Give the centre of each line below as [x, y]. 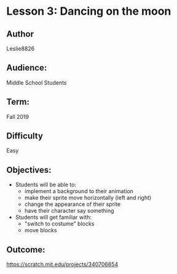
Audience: [27, 68]
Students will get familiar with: [53, 217]
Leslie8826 [21, 48]
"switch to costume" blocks [59, 224]
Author [20, 34]
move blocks [41, 230]
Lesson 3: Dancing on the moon [89, 11]
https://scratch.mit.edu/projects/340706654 [62, 264]
